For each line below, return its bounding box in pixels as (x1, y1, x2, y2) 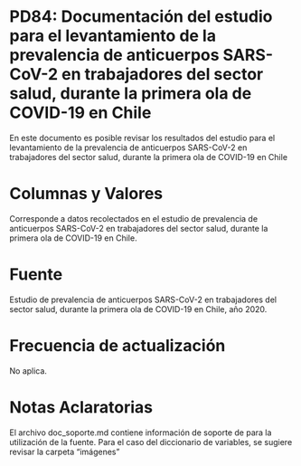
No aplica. (9, 365, 48, 376)
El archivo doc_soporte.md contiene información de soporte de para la (9, 427, 272, 438)
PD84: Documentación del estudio (9, 6, 273, 27)
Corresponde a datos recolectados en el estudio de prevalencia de (9, 213, 259, 223)
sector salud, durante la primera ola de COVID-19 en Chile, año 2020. (9, 303, 268, 314)
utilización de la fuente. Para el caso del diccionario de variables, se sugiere (9, 436, 293, 447)
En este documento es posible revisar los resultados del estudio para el (9, 132, 276, 143)
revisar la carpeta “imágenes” (9, 446, 120, 457)
